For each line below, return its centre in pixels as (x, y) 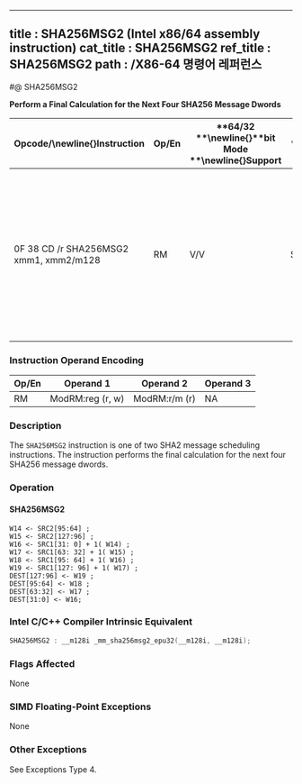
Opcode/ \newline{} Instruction (80, 143)
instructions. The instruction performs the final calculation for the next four (147, 455)
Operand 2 (164, 384)
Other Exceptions (48, 750)
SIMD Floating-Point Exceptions (80, 707)
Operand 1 (87, 384)
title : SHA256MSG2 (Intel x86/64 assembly (135, 34)
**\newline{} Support (235, 160)
